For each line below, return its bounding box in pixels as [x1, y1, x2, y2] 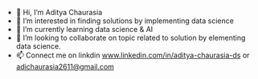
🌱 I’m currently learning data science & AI [15, 25, 154, 34]
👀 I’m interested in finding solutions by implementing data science [15, 16, 235, 26]
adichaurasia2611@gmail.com [15, 62, 115, 71]
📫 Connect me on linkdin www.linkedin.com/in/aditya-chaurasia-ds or [15, 50, 250, 60]
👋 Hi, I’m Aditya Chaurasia [15, 8, 103, 17]
